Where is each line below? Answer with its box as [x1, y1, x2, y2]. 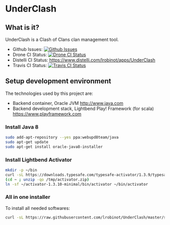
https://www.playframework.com [12, 110, 82, 117]
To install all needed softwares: [5, 205, 70, 211]
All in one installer [5, 194, 51, 201]
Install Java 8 [5, 123, 39, 130]
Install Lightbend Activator [5, 156, 72, 163]
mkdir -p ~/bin [5, 167, 37, 173]
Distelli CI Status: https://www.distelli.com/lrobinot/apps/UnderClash [12, 57, 156, 63]
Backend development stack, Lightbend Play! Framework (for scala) [12, 105, 154, 111]
